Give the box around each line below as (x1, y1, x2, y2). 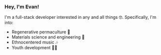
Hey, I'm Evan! (4, 3, 39, 10)
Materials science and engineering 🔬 (11, 34, 85, 40)
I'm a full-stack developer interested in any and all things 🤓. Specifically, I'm (4, 14, 156, 20)
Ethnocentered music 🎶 (11, 40, 59, 45)
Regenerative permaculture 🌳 (11, 29, 71, 35)
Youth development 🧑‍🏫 (11, 45, 58, 51)
